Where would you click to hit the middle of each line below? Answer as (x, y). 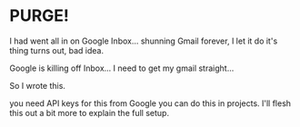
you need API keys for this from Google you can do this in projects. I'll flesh (150, 103)
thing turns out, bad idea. (57, 50)
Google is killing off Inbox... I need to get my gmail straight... (122, 68)
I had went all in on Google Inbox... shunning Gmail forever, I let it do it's (144, 41)
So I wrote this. (38, 85)
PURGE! (40, 16)
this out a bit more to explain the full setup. (90, 112)
